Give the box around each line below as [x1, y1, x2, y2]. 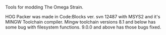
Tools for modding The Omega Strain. [5, 4, 84, 10]
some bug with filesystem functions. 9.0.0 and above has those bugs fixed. [5, 24, 161, 30]
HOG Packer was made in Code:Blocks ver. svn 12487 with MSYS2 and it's [5, 14, 160, 19]
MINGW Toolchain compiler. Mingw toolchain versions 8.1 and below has [5, 19, 156, 25]
